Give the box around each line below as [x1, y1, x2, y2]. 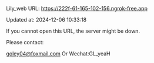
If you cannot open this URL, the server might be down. [6, 27, 140, 34]
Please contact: [6, 39, 44, 45]
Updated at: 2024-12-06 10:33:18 [6, 16, 87, 23]
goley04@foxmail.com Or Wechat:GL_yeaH [6, 50, 111, 57]
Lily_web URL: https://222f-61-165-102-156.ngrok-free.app [6, 5, 148, 12]
